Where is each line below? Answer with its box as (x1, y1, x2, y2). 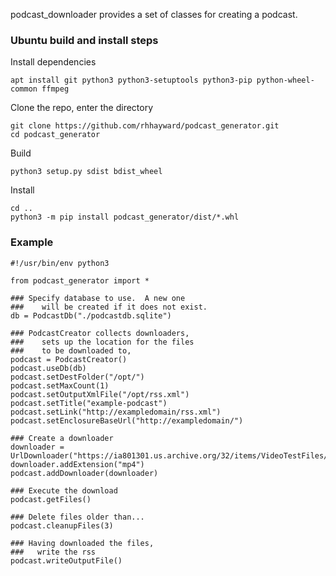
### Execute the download (10, 485, 118, 496)
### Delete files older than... (10, 512, 145, 522)
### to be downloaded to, (10, 345, 132, 356)
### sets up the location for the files (10, 337, 195, 347)
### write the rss (10, 547, 97, 557)
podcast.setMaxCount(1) (10, 380, 110, 391)
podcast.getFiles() (10, 494, 92, 504)
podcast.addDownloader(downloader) (10, 468, 159, 478)
